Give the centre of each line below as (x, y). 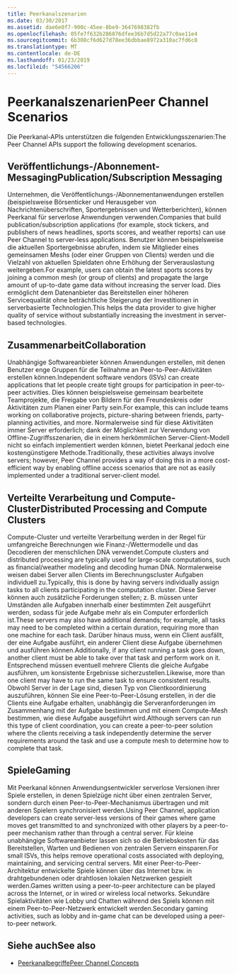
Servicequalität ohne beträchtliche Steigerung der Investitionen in (103, 300)
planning (20, 422)
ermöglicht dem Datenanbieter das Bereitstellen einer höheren (98, 292)
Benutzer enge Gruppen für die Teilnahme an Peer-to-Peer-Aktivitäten (110, 370)
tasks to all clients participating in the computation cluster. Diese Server (112, 590)
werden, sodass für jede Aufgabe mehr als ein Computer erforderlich (108, 612)
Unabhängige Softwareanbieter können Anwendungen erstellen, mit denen (116, 362)
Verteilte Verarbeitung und (68, 498)
